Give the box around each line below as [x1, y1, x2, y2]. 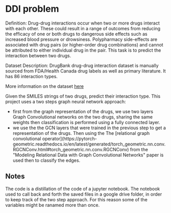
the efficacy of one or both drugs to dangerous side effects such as [5, 31, 148, 37]
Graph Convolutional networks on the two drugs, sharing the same [12, 113, 153, 120]
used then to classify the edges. [12, 157, 81, 163]
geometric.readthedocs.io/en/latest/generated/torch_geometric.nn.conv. [12, 141, 166, 147]
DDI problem [5, 3, 59, 15]
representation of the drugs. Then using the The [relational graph [12, 130, 150, 136]
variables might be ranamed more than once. [5, 202, 100, 208]
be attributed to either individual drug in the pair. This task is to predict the [5, 47, 161, 53]
